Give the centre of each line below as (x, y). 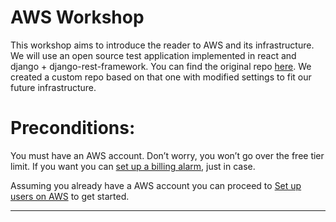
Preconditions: (73, 128)
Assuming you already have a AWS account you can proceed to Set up (156, 185)
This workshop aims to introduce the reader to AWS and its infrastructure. (162, 45)
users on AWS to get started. (70, 196)
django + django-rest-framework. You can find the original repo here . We (161, 66)
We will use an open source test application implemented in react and (153, 55)
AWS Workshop (77, 17)
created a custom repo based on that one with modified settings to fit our (161, 77)
